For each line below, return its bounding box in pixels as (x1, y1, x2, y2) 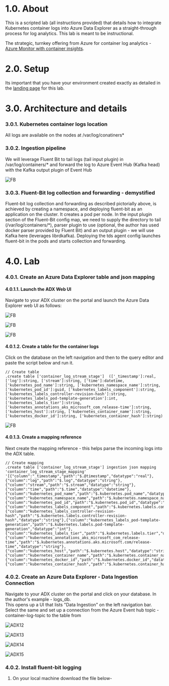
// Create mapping (5, 460, 44, 466)
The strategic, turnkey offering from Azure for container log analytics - (5, 40, 152, 46)
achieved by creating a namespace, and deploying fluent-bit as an (5, 206, 142, 212)
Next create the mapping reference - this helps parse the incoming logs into (5, 445, 162, 451)
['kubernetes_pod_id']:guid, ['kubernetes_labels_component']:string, (5, 387, 156, 393)
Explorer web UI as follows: (5, 302, 62, 309)
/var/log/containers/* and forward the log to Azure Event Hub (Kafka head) (5, 162, 160, 168)
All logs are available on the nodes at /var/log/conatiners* (5, 132, 125, 138)
